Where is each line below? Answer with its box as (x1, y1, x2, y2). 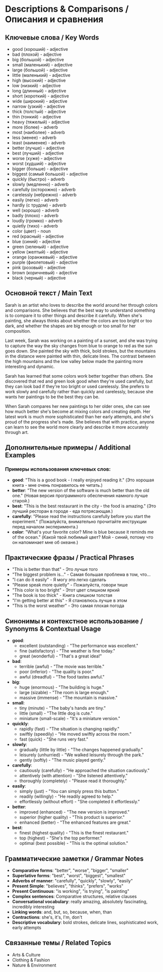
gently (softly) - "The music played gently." (19, 757, 106, 763)
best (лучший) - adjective (12, 150, 64, 156)
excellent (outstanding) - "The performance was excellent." (19, 643, 139, 649)
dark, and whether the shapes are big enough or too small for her (5, 323, 136, 329)
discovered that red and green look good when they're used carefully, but (5, 378, 153, 384)
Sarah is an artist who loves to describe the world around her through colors (5, 302, 158, 308)
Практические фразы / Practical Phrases (5, 553, 135, 562)
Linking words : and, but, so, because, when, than (12, 909, 112, 915)
